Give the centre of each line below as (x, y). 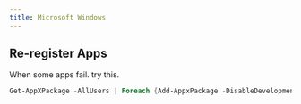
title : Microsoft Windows (57, 17)
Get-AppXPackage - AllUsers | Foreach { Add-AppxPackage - (118, 91)
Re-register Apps (58, 54)
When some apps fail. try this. (64, 75)
